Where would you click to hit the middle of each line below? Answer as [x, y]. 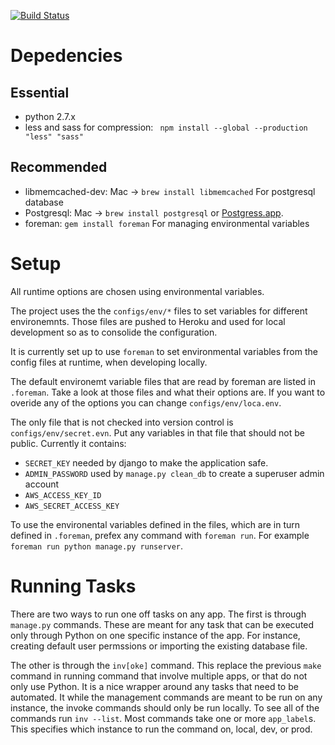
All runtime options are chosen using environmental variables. [137, 291]
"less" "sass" [54, 137]
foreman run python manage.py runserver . [97, 546]
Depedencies [66, 56]
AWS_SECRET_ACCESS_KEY [72, 506]
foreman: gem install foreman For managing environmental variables [167, 223]
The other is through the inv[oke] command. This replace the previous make [166, 665]
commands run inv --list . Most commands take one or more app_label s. [163, 718]
